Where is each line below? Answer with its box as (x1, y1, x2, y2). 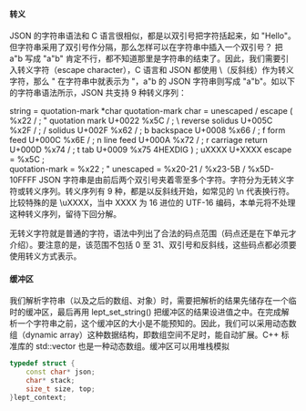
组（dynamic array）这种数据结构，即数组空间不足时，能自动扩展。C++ (9, 329, 280, 341)
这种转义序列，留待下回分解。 (9, 209, 121, 220)
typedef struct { (9, 359, 76, 368)
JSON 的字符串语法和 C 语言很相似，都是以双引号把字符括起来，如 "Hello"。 (9, 30, 296, 41)
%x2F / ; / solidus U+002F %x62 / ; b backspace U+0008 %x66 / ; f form (9, 125, 286, 136)
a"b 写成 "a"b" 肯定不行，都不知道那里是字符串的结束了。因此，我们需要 (9, 53, 281, 64)
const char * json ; (25, 367, 96, 377)
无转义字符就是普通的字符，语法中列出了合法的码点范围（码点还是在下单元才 (9, 228, 297, 239)
